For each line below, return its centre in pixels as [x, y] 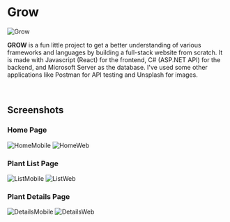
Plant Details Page [39, 196]
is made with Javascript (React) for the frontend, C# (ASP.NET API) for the [114, 59]
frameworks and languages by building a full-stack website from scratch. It [115, 52]
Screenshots [36, 110]
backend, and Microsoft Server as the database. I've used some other [107, 67]
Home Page [27, 130]
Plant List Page [33, 163]
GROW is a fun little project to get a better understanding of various [104, 45]
